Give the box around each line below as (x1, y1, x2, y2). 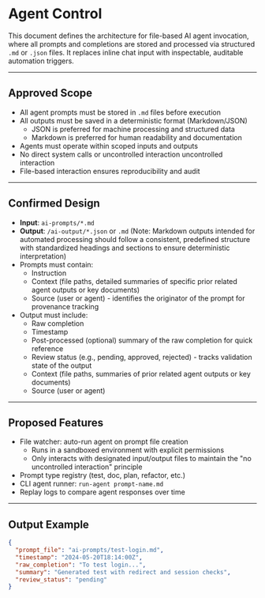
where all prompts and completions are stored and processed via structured (8, 39, 256, 48)
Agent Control (8, 5, 103, 23)
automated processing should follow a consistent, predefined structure (19, 234, 251, 244)
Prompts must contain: (19, 259, 94, 269)
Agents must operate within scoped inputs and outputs (19, 141, 199, 150)
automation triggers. (8, 56, 75, 66)
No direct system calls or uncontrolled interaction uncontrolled (19, 149, 223, 159)
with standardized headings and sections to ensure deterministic (19, 243, 230, 252)
